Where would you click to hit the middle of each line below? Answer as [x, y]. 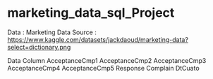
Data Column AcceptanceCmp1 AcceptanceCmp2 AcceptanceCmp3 [107, 60]
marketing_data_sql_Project [91, 13]
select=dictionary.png [39, 47]
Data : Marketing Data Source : [52, 32]
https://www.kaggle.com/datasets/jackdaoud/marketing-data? [98, 39]
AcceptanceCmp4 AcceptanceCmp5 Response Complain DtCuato [103, 68]
